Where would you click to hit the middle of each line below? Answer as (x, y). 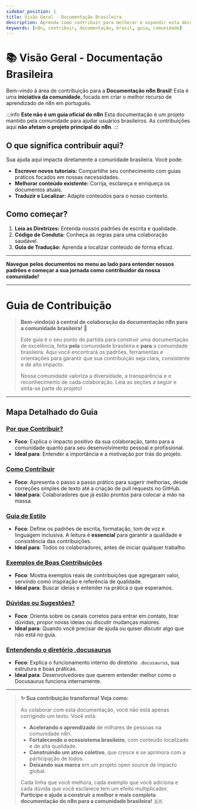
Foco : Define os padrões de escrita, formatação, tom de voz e (90, 529)
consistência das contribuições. (53, 541)
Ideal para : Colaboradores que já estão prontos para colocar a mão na (99, 494)
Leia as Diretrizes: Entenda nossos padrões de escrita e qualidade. (96, 228)
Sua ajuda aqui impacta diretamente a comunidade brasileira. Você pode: (94, 160)
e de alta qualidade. (53, 746)
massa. (23, 501)
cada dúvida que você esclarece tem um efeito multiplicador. (94, 788)
